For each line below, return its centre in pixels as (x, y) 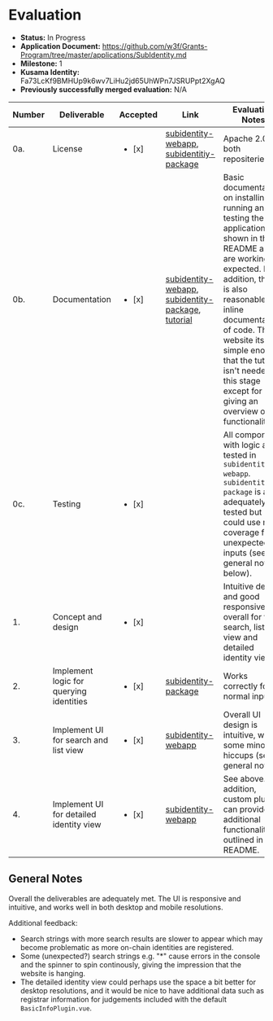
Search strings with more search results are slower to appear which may (141, 939)
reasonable (245, 299)
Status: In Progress (53, 37)
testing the (243, 217)
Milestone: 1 (41, 64)
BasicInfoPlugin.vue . (56, 1008)
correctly (240, 686)
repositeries (246, 159)
